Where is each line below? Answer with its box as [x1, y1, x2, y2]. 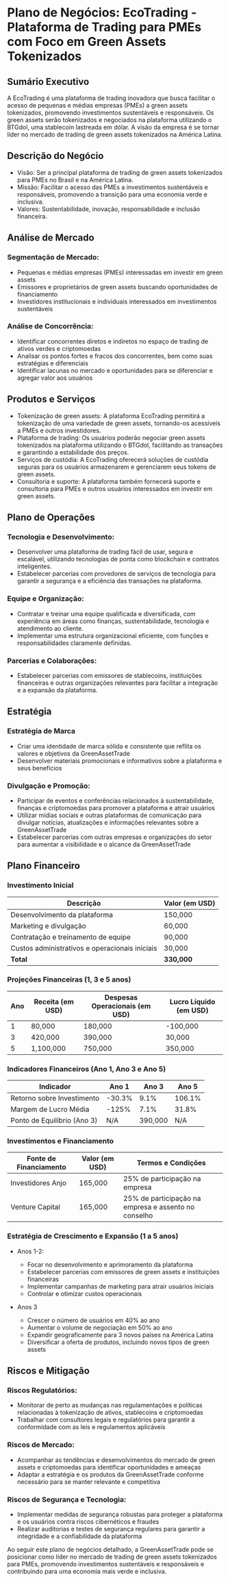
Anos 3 [16, 1302, 38, 1311]
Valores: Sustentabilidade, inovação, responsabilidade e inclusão [16, 204, 201, 213]
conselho [123, 1211, 153, 1221]
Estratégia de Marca [7, 727, 75, 736]
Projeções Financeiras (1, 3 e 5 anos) [7, 975, 131, 984]
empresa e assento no [123, 1202, 195, 1212]
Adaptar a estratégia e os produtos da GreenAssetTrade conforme [16, 1470, 204, 1478]
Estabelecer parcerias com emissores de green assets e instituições [27, 1267, 220, 1276]
